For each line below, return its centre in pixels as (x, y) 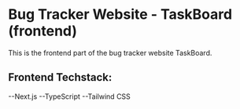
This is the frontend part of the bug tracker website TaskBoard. (110, 53)
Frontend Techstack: (60, 77)
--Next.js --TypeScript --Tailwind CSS (70, 96)
